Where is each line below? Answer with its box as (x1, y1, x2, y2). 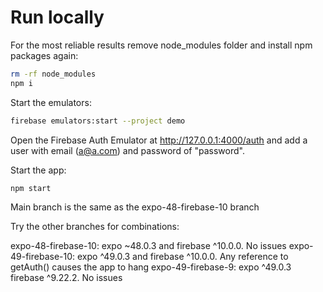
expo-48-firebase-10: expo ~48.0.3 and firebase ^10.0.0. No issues (10, 240, 287, 252)
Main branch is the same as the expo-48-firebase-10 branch (10, 201, 260, 213)
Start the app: (10, 164, 67, 176)
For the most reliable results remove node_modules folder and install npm (10, 39, 313, 51)
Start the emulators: (10, 96, 92, 108)
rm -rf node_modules (10, 69, 97, 79)
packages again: (10, 49, 79, 61)
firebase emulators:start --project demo (10, 116, 186, 126)
